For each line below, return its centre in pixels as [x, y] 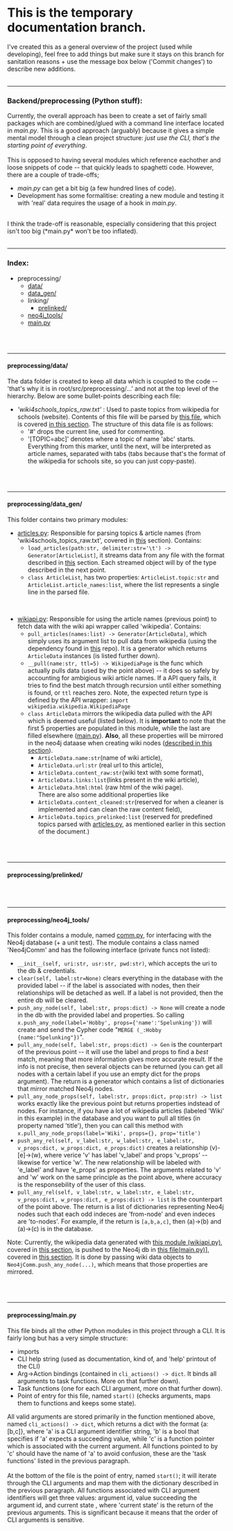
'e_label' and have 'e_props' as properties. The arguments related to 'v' [119, 1170]
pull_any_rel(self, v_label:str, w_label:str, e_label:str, [106, 1193]
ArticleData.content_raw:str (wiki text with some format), [121, 772]
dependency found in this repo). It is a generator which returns [117, 648]
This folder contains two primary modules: [68, 519]
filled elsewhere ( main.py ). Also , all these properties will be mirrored [125, 735]
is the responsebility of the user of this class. [81, 1185]
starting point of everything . [47, 145]
